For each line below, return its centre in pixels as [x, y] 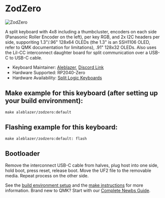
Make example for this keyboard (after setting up [82, 93]
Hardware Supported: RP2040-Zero [49, 72]
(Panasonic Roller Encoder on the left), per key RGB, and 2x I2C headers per [82, 37]
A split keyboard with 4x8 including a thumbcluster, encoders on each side [81, 31]
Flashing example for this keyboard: [61, 127]
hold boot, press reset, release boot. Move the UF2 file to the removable [78, 170]
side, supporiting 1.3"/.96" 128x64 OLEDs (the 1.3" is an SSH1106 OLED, [78, 42]
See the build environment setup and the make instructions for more [74, 185]
